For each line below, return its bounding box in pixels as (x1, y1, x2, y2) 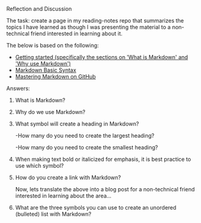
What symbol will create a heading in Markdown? (15, 120, 139, 127)
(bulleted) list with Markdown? (15, 210, 92, 218)
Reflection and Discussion (6, 5, 72, 12)
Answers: (6, 85, 31, 92)
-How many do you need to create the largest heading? (15, 132, 155, 139)
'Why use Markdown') (15, 60, 71, 67)
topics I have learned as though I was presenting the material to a (6, 24, 171, 30)
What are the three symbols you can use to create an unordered (15, 204, 177, 211)
